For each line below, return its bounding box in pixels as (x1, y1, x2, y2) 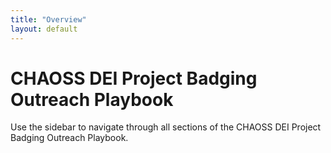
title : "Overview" (10, 14, 87, 25)
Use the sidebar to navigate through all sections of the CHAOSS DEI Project (10, 121, 322, 133)
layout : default (10, 24, 78, 34)
